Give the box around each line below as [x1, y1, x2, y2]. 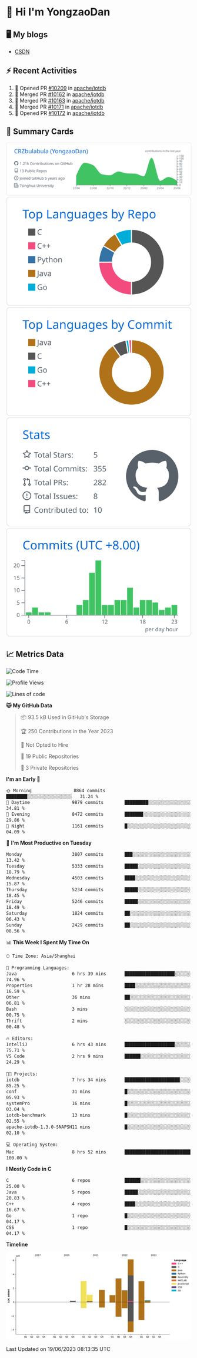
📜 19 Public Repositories [20, 753, 79, 760]
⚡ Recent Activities [6, 66, 78, 76]
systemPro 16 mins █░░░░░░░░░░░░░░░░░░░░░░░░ [6, 1100, 191, 1107]
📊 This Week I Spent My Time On [6, 939, 89, 946]
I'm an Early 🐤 [6, 776, 41, 783]
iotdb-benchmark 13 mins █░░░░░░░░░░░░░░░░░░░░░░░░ [6, 1112, 191, 1119]
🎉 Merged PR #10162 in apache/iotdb [14, 91, 105, 98]
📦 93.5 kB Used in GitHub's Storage [20, 714, 109, 721]
